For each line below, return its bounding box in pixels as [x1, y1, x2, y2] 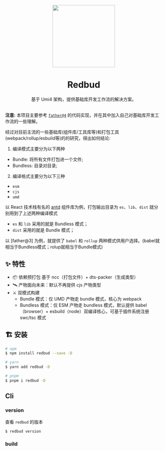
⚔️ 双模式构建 [12, 290, 40, 296]
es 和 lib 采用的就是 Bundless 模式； [12, 221, 88, 227]
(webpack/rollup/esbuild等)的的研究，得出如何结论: [5, 135, 111, 141]
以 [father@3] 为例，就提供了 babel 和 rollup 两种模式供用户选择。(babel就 [5, 237, 160, 244]
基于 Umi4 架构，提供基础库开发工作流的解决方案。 [31, 96, 137, 102]
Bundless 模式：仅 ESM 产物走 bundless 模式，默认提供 [19, 302, 135, 308]
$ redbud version [5, 429, 41, 434]
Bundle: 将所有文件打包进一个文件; [12, 156, 83, 162]
